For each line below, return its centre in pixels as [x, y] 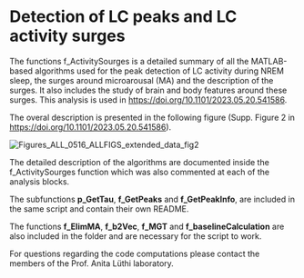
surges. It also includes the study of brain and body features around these [148, 90]
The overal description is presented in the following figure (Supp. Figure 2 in [152, 117]
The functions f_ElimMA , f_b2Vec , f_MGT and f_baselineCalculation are [147, 226]
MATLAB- [269, 61]
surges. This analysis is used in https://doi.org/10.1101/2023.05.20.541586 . [148, 99]
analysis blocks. [40, 181]
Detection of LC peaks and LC [123, 17]
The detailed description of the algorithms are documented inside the [140, 162]
